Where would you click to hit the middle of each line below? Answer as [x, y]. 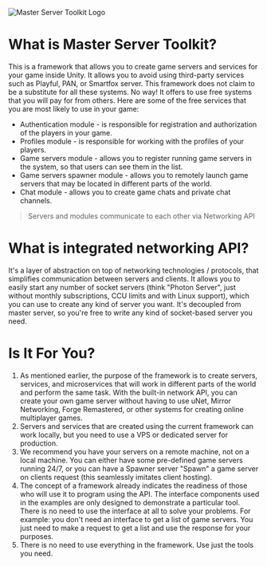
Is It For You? [52, 354]
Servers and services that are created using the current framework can [136, 426]
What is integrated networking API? [129, 248]
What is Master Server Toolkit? [113, 45]
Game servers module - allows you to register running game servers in [136, 158]
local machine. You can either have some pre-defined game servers [131, 460]
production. [39, 443]
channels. [36, 200]
